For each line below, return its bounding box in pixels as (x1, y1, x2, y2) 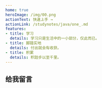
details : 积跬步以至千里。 (10, 54, 62, 60)
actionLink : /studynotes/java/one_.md (5, 21, 88, 27)
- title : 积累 (5, 50, 34, 55)
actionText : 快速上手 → (5, 17, 53, 22)
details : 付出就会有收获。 (10, 45, 62, 50)
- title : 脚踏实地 (5, 41, 42, 46)
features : (5, 26, 27, 32)
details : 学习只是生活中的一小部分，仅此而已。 (10, 36, 99, 41)
